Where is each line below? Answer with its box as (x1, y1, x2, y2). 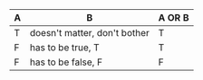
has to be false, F (29, 56, 102, 68)
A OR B (158, 12, 189, 23)
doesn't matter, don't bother (29, 27, 150, 39)
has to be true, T (29, 41, 100, 53)
